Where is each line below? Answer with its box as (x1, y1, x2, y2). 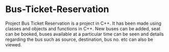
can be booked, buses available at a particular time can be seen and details (5, 31, 164, 37)
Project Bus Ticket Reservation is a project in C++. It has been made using (5, 20, 162, 26)
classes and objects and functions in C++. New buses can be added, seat (5, 25, 161, 31)
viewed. (5, 41, 22, 47)
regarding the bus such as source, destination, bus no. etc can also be (5, 36, 153, 42)
